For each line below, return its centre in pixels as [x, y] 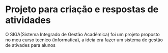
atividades [28, 20]
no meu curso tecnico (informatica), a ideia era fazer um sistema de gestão [84, 40]
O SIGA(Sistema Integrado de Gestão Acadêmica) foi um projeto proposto [83, 34]
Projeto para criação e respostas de [82, 9]
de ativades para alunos [31, 45]
